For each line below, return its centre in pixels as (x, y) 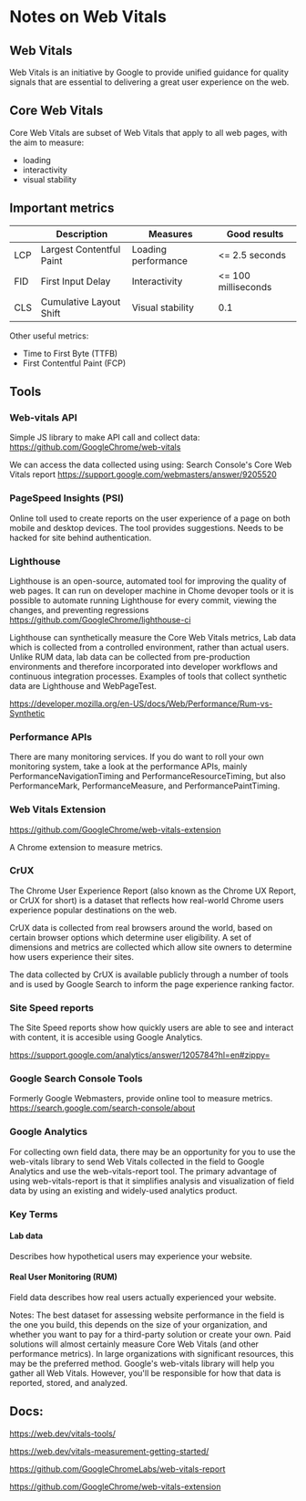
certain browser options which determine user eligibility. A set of (131, 937)
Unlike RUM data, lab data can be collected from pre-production (130, 657)
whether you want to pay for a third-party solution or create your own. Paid (150, 1335)
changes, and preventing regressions (79, 610)
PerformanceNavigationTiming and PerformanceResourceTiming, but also (148, 777)
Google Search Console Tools (76, 1079)
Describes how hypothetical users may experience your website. (131, 1256)
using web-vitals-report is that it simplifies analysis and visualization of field (152, 1181)
